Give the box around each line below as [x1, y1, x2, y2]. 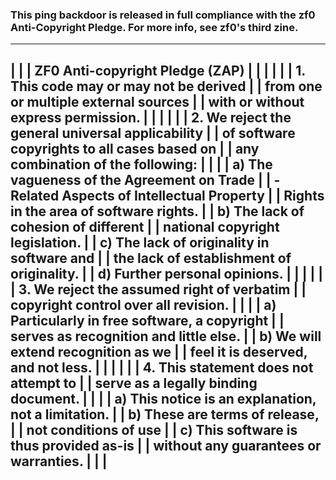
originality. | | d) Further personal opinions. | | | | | [10, 265, 324, 282]
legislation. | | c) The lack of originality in [10, 234, 270, 251]
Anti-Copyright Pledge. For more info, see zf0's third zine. [10, 20, 299, 34]
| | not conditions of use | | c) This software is [10, 421, 298, 438]
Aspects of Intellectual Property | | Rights [61, 187, 325, 204]
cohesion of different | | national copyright [10, 218, 280, 235]
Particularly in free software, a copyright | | [10, 312, 285, 329]
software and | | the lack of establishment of [10, 249, 292, 267]
